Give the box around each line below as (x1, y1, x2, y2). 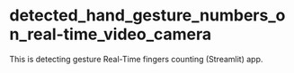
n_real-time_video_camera (9, 24, 212, 45)
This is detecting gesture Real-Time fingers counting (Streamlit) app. (9, 53, 263, 64)
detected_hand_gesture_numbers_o (9, 5, 286, 26)
